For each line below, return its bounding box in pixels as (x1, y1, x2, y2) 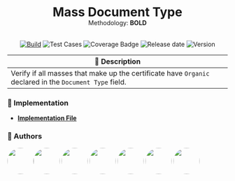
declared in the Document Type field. (10, 78, 127, 87)
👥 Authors (7, 131, 43, 141)
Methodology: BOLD (88, 19, 147, 27)
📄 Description (94, 57, 141, 66)
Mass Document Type (52, 4, 183, 20)
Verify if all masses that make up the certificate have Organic (10, 68, 210, 78)
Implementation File (17, 114, 77, 122)
